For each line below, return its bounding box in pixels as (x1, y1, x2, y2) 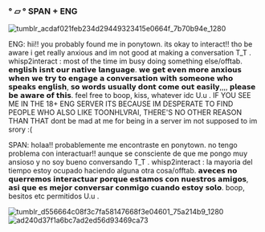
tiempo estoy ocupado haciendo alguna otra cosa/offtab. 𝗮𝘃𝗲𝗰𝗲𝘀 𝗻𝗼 (8, 166, 238, 176)
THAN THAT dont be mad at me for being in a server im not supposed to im (8, 116, 258, 126)
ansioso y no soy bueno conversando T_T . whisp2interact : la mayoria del (8, 157, 253, 167)
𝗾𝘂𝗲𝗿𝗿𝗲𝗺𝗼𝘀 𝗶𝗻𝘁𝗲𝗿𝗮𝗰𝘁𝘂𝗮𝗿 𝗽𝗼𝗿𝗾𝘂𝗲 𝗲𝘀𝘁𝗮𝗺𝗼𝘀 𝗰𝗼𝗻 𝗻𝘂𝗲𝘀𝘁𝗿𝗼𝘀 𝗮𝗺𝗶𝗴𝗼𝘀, (8, 174, 249, 184)
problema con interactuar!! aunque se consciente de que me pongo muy (8, 149, 247, 158)
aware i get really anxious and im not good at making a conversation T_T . (8, 48, 251, 58)
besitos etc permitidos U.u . (8, 191, 100, 201)
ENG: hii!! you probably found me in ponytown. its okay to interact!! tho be (8, 39, 253, 49)
